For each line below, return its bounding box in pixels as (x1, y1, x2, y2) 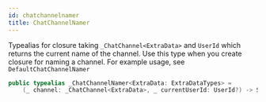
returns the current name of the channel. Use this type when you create (8, 49, 243, 58)
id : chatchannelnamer (8, 11, 80, 20)
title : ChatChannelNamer (8, 19, 90, 27)
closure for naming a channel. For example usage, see (8, 56, 185, 67)
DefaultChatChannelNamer (8, 65, 90, 73)
